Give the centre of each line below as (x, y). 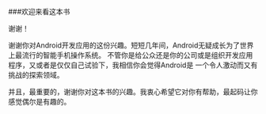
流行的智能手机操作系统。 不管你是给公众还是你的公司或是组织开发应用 (137, 55)
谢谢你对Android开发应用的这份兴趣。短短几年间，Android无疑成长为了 (124, 45)
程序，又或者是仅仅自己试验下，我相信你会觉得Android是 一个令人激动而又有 (133, 65)
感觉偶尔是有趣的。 (40, 102)
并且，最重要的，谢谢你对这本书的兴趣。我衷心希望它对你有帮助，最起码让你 (133, 92)
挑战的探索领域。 (36, 75)
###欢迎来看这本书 (39, 11)
